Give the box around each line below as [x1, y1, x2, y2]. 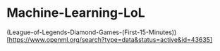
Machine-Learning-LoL [6, 5, 145, 21]
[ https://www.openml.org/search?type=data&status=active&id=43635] [6, 35, 213, 43]
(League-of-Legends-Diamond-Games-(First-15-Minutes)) [6, 28, 177, 36]
